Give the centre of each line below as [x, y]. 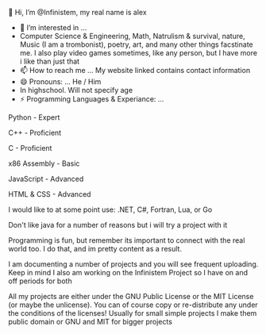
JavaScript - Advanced [46, 179]
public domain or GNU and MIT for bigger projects [91, 322]
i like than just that [50, 61]
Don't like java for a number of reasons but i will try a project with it [118, 225]
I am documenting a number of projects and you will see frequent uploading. [133, 264]
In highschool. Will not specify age [76, 90]
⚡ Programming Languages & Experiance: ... [92, 99]
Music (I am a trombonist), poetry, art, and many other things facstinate [136, 44]
